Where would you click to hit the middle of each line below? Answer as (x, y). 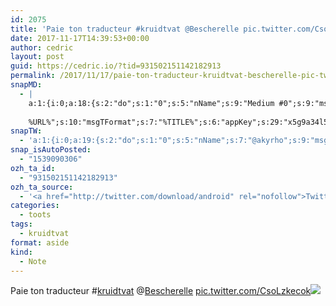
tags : (21, 224)
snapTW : (26, 131)
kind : (21, 252)
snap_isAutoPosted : (51, 150)
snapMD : (26, 85)
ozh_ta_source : (42, 187)
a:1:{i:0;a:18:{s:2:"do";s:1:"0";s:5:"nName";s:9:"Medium (151, 103)
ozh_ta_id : (33, 168)
